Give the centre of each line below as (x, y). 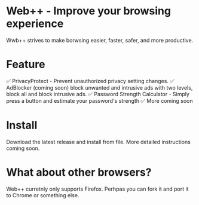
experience (35, 24)
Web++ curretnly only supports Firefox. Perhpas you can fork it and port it (97, 189)
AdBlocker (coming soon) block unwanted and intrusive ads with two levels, (99, 87)
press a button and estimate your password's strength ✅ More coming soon (99, 100)
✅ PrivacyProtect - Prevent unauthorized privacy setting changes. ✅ (90, 81)
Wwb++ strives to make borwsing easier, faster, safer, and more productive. (100, 40)
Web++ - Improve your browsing (89, 11)
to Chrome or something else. (43, 195)
